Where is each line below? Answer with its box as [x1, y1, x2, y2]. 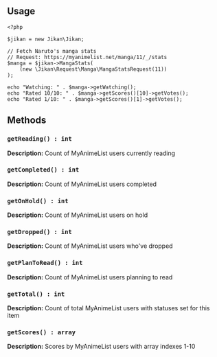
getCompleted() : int [7, 166, 80, 174]
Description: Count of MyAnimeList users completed [7, 180, 157, 188]
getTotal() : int [7, 290, 65, 298]
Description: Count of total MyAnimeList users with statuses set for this [7, 303, 211, 312]
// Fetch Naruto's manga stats [7, 47, 97, 54]
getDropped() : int [7, 228, 72, 236]
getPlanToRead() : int [7, 259, 83, 267]
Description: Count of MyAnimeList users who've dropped [7, 242, 173, 250]
